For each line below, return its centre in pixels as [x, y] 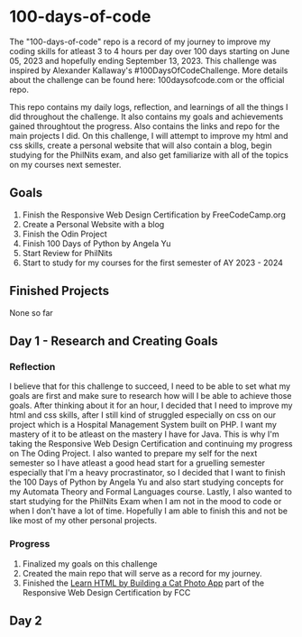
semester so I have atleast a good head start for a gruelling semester [137, 463]
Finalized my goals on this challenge [90, 563]
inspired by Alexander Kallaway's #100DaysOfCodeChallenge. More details [149, 70]
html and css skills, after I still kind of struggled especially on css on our [143, 415]
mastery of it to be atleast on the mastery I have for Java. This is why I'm [144, 434]
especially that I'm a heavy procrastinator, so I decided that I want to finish [147, 473]
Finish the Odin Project [65, 234]
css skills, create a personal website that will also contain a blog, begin [141, 145]
